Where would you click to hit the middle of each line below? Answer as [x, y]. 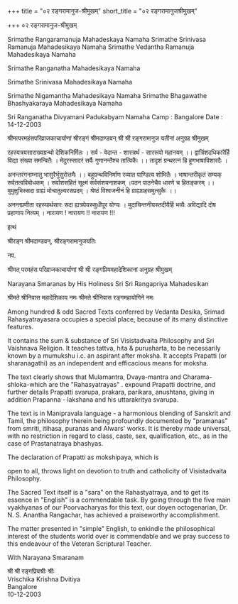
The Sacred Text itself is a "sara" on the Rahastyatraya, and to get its [108, 492]
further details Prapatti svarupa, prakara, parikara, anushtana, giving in [111, 392]
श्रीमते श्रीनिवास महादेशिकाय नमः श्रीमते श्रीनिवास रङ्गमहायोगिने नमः [81, 297]
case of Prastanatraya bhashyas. [55, 443]
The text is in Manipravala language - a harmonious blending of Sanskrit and [119, 413]
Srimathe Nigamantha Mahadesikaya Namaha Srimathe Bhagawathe [107, 95]
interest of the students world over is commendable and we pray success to [119, 536]
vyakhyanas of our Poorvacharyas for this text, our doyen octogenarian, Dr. [118, 507]
